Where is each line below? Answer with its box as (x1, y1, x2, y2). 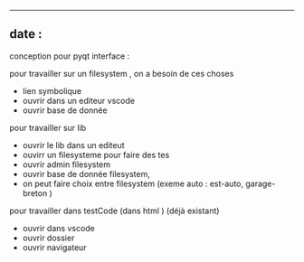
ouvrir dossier (22, 232, 75, 243)
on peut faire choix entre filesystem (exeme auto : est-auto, (22, 178, 244, 189)
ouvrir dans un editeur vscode (22, 95, 136, 106)
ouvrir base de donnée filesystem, (22, 168, 151, 179)
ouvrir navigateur (22, 241, 88, 253)
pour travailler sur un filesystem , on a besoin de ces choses (9, 68, 234, 79)
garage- (245, 178, 276, 189)
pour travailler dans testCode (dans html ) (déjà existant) (9, 205, 220, 216)
